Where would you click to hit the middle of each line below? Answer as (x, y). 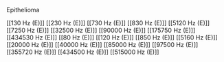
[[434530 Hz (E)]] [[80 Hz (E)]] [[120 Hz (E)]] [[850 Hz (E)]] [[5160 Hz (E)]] (112, 37)
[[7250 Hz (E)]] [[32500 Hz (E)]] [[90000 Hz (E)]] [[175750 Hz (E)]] (101, 30)
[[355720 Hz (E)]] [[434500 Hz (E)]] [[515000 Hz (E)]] (83, 52)
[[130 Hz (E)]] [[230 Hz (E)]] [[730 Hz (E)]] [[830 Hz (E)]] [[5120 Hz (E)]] (108, 23)
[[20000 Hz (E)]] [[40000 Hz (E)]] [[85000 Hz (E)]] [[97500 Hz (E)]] (102, 45)
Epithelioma (23, 10)
